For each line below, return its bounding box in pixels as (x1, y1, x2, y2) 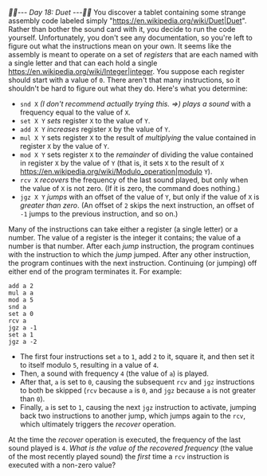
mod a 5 (8, 296, 34, 304)
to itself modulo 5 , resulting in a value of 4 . (19, 361, 159, 369)
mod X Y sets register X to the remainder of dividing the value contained (19, 150, 253, 159)
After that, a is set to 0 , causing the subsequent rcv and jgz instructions (19, 377, 255, 386)
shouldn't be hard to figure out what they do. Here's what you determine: (8, 84, 249, 93)
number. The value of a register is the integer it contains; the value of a (8, 233, 241, 242)
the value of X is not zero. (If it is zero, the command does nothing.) (19, 184, 241, 193)
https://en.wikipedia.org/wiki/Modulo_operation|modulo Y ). (19, 167, 213, 176)
